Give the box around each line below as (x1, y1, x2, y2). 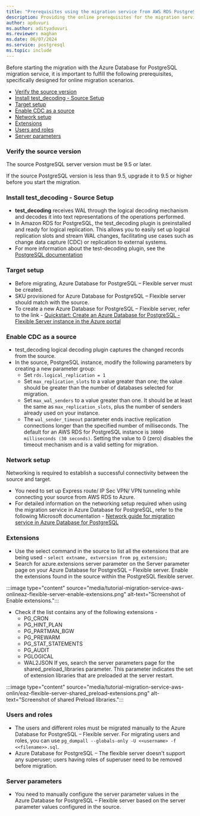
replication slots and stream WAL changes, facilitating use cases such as (14, 232, 193, 239)
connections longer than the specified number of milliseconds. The (23, 422, 189, 429)
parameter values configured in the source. (14, 803, 121, 811)
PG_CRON (23, 615, 49, 622)
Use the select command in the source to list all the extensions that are (14, 547, 189, 555)
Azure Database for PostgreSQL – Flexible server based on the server (14, 797, 186, 804)
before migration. (14, 762, 58, 769)
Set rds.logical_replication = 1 (23, 371, 106, 378)
